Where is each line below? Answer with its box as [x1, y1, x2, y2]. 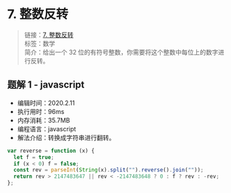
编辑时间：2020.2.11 [17, 99, 75, 107]
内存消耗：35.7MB [17, 116, 70, 124]
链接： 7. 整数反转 [24, 31, 74, 39]
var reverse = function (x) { [7, 147, 95, 154]
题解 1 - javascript [7, 79, 85, 91]
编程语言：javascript [17, 124, 77, 133]
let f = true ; [13, 153, 54, 160]
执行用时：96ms [17, 107, 65, 115]
